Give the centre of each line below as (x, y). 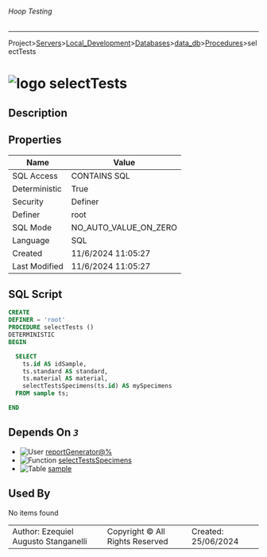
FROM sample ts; (42, 393)
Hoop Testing (30, 11)
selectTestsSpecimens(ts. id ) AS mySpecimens (97, 386)
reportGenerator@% (79, 451)
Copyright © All (136, 531)
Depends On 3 (44, 433)
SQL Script (35, 294)
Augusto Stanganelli (50, 541)
